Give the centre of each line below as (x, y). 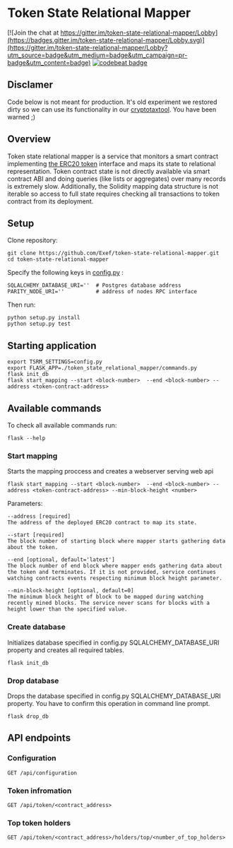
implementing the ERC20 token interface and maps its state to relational (112, 163)
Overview (29, 139)
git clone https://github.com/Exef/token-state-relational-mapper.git (113, 253)
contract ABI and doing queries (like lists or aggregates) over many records (116, 179)
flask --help (26, 438)
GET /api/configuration (42, 773)
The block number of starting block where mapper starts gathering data (116, 541)
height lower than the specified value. (68, 609)
